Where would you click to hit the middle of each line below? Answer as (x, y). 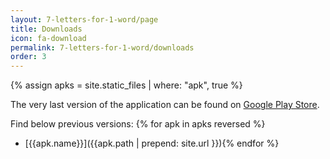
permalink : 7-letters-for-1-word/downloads (102, 47)
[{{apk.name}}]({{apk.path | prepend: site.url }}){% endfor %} (152, 143)
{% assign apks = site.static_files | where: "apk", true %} (126, 85)
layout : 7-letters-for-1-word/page (84, 19)
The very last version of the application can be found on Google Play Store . (165, 105)
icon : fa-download (48, 38)
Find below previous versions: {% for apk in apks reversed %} (138, 124)
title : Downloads (46, 29)
